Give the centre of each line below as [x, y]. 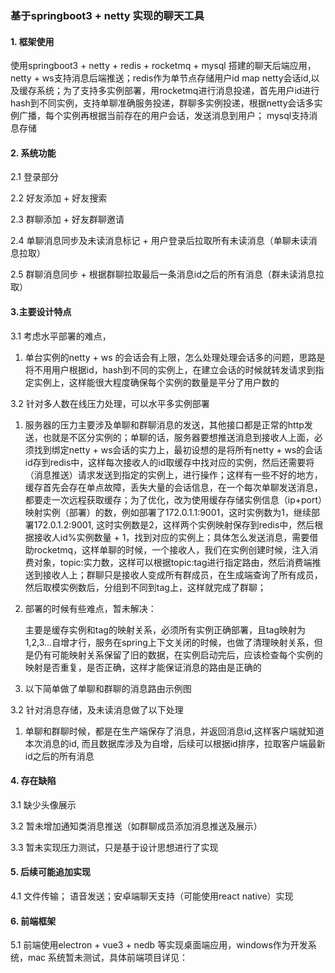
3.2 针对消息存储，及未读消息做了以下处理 [97, 709]
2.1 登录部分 [34, 177]
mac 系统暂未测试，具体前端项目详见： [108, 958]
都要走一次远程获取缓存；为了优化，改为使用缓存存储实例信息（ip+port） [173, 499]
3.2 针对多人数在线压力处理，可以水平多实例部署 [110, 403]
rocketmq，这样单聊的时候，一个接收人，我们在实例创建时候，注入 [171, 549]
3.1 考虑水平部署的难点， [61, 336]
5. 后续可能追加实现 [50, 872]
